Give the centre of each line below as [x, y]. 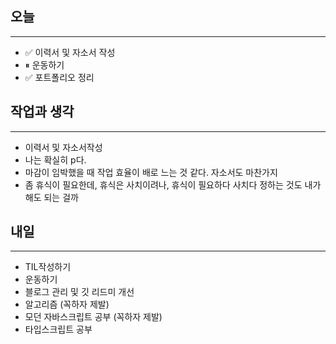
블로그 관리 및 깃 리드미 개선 [79, 292]
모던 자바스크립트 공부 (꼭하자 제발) [93, 317]
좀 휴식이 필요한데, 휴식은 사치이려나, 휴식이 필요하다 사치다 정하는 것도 [163, 184]
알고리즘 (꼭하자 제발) [67, 304]
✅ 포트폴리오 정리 [59, 77]
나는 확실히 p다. [55, 159]
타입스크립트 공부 [58, 329]
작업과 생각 [42, 112]
